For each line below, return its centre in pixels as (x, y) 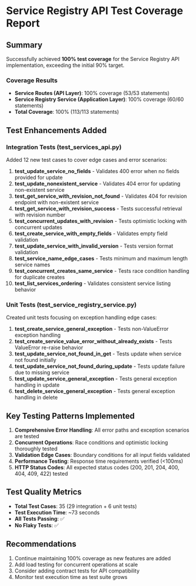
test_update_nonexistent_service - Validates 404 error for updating (97, 184)
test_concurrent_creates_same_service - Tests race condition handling (102, 270)
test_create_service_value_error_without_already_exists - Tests (93, 341)
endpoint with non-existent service (57, 202)
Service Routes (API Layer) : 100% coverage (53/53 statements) (92, 93)
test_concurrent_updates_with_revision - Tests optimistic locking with (101, 221)
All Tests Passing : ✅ (39, 519)
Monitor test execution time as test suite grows (71, 577)
